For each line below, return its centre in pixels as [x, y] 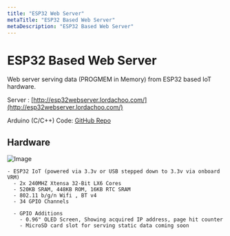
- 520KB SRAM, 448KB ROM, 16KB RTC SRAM [72, 190]
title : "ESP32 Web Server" [46, 13]
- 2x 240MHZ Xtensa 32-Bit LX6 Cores [67, 184]
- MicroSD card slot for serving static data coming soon [104, 226]
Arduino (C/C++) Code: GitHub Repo [59, 120]
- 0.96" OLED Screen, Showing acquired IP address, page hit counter [122, 220]
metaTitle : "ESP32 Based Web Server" [61, 20]
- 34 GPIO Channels [41, 202]
